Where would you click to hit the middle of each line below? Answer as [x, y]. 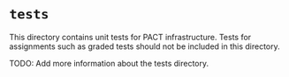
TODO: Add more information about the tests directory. [109, 63]
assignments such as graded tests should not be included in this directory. [144, 46]
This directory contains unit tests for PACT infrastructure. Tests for [130, 37]
